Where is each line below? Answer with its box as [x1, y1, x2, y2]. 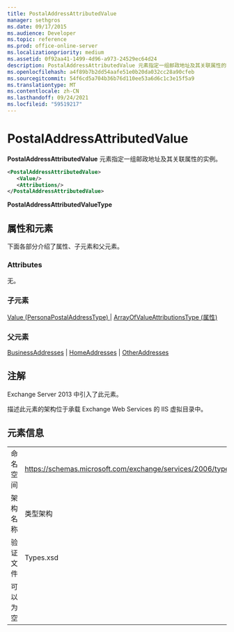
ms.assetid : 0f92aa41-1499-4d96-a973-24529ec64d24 [7, 56, 157, 63]
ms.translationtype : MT [7, 81, 77, 88]
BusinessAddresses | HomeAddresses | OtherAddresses [7, 349, 169, 357]
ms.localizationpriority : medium [7, 49, 104, 56]
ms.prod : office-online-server [7, 42, 98, 49]
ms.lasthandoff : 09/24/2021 [7, 95, 89, 102]
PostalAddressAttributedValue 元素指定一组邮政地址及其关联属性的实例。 [7, 155, 221, 163]
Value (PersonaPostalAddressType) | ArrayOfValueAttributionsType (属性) [7, 313, 218, 321]
